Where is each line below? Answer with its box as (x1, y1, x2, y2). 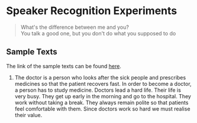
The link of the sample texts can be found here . (6, 62, 121, 69)
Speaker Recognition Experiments (6, 4, 177, 18)
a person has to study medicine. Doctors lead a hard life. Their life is (14, 87, 182, 94)
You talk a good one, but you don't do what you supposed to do (20, 29, 176, 36)
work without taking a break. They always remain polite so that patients (14, 99, 189, 106)
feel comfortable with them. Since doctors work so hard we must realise (14, 105, 190, 112)
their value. (14, 111, 43, 118)
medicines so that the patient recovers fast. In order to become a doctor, (14, 80, 192, 87)
